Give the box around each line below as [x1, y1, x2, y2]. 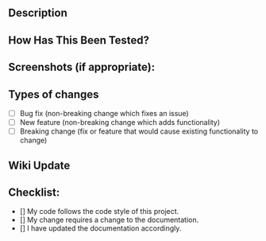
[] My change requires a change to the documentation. [19, 215, 199, 225]
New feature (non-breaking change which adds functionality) [19, 118, 221, 127]
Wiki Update [8, 158, 71, 172]
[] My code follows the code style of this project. [19, 207, 179, 216]
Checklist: [8, 185, 60, 199]
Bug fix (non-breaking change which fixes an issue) [19, 108, 189, 118]
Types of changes [8, 87, 99, 101]
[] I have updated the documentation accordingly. [19, 224, 182, 233]
